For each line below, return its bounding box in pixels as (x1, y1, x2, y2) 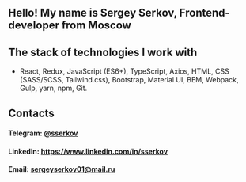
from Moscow (61, 19, 132, 32)
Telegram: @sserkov (8, 128, 78, 138)
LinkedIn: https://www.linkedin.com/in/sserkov (8, 146, 168, 156)
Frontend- (179, 6, 231, 20)
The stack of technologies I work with (8, 45, 198, 59)
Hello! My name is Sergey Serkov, (8, 6, 178, 20)
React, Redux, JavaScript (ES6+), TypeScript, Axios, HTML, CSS (19, 66, 229, 76)
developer (8, 19, 59, 32)
